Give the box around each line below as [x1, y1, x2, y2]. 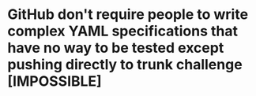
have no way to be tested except [7, 39, 224, 57]
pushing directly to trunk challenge [7, 56, 243, 74]
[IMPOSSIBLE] [7, 72, 102, 90]
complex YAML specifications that [7, 22, 239, 40]
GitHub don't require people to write [7, 6, 249, 24]
